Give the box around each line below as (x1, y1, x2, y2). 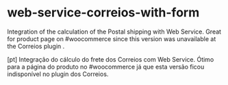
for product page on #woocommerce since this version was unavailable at (7, 34, 216, 42)
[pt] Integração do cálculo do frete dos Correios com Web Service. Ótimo (7, 55, 214, 63)
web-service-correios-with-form (7, 5, 200, 21)
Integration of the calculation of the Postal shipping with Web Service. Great (7, 27, 221, 36)
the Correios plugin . (7, 42, 65, 50)
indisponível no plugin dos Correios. (7, 70, 109, 78)
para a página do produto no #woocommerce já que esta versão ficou (7, 62, 205, 71)
